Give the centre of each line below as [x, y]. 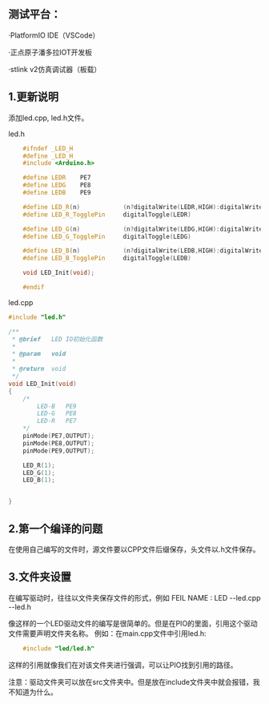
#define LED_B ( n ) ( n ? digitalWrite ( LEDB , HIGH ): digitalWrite [143, 251]
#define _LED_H [48, 156]
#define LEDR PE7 [57, 178]
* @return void [39, 369]
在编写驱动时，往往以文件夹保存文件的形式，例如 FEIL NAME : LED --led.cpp [134, 597]
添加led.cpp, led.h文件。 [48, 118]
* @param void [39, 354]
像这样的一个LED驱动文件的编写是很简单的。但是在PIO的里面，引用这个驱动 [133, 623]
